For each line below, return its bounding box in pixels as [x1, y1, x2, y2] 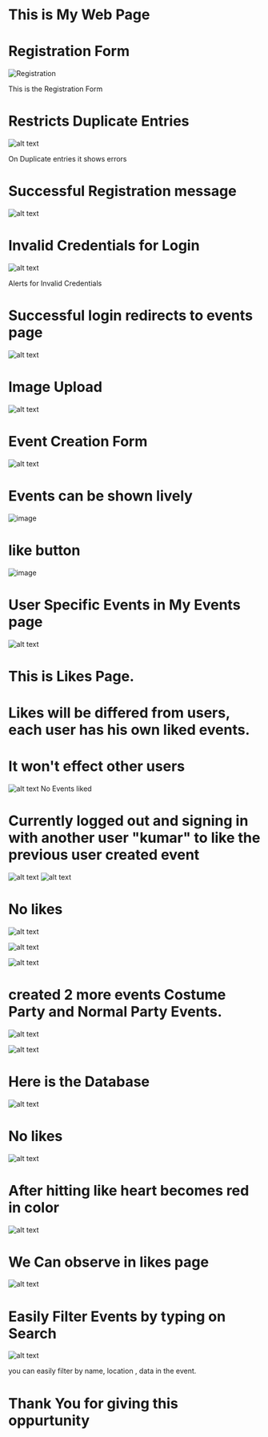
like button [8, 541, 81, 559]
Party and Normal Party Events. [8, 1002, 222, 1020]
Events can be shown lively [8, 486, 194, 505]
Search [8, 1324, 58, 1343]
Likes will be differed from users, [8, 704, 230, 721]
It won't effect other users [8, 757, 186, 776]
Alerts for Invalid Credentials [8, 278, 102, 288]
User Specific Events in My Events [8, 596, 242, 613]
